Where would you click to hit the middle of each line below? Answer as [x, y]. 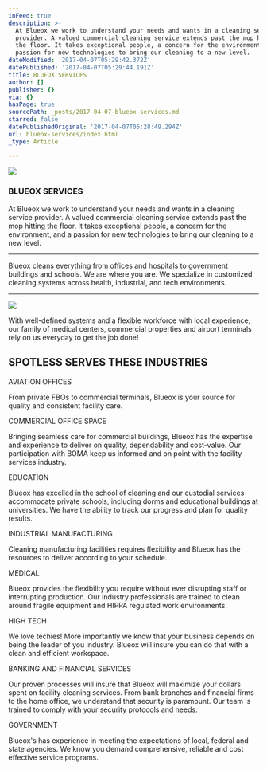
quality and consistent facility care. [66, 405]
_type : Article [33, 141]
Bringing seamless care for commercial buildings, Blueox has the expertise [130, 436]
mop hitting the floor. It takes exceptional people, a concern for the [118, 226]
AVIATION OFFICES [40, 381]
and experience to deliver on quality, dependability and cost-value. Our [125, 445]
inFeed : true [30, 16]
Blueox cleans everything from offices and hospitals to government [118, 265]
